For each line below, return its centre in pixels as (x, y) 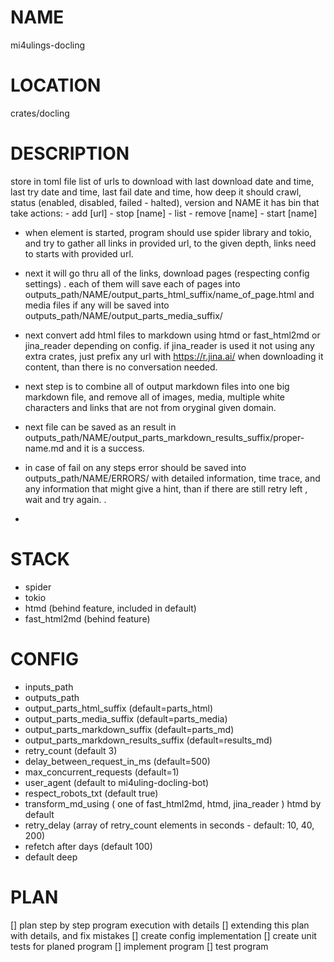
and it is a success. (105, 448)
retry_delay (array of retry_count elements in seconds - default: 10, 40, (169, 825)
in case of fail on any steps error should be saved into (135, 467)
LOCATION (56, 85)
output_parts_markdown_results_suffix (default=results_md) (148, 740)
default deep (51, 857)
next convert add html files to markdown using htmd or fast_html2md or (172, 335)
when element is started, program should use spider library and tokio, (168, 232)
